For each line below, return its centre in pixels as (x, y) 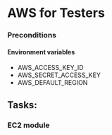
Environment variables (41, 52)
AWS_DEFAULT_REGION (52, 83)
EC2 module (29, 125)
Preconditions (32, 35)
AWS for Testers (56, 13)
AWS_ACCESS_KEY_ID (50, 68)
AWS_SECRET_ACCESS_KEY (59, 75)
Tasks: (22, 105)
